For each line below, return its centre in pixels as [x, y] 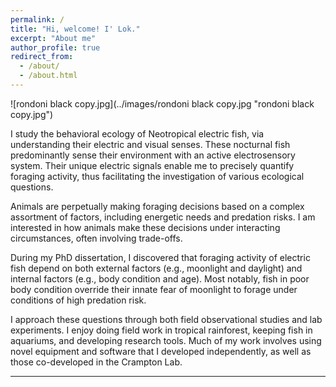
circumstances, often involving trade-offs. [96, 238]
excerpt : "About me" [53, 38]
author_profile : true [55, 47]
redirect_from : [42, 57]
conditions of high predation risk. [78, 300]
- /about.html [48, 76]
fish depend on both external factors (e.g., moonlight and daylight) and [156, 268]
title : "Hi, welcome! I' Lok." [75, 29]
